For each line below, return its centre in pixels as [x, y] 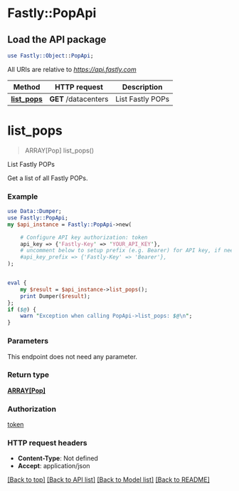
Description [142, 87]
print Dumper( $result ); [55, 296]
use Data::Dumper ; [34, 212]
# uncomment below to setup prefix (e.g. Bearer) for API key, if [121, 251]
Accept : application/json [54, 466]
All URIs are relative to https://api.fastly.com [72, 69]
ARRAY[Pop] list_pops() [59, 150]
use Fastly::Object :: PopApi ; [51, 56]
